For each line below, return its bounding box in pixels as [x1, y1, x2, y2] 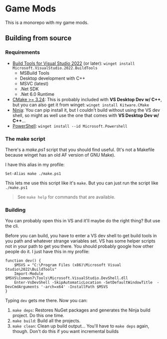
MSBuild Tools [19, 70, 50, 76]
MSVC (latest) [19, 80, 49, 86]
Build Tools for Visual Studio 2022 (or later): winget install [12, 60, 135, 66]
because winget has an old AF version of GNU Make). [5, 152, 116, 158]
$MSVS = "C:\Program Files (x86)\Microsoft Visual [14, 263, 122, 268]
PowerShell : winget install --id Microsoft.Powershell [12, 123, 128, 129]
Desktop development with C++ [19, 75, 86, 81]
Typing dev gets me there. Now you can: [5, 298, 88, 304]
